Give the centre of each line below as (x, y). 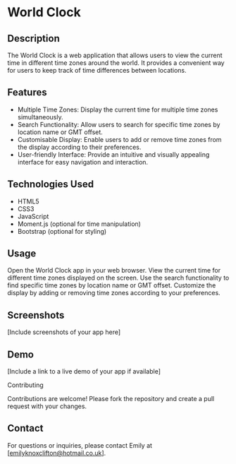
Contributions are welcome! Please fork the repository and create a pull (111, 399)
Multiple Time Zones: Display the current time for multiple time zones (118, 109)
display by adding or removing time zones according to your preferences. (114, 293)
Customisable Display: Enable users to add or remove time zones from (119, 139)
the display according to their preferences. (79, 147)
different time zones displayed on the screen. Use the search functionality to (118, 278)
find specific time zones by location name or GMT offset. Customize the (112, 285)
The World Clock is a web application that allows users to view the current (115, 55)
